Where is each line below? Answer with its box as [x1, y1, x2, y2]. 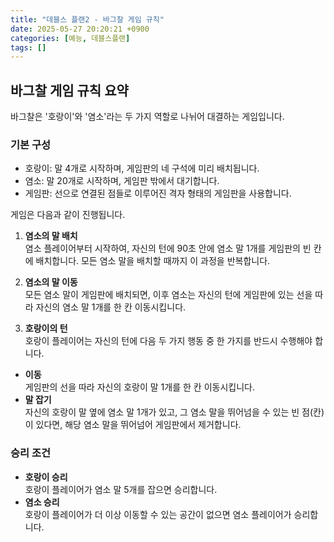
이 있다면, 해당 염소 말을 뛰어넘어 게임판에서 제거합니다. [24, 419, 242, 431]
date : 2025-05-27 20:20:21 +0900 [10, 24, 150, 34]
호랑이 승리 [24, 471, 68, 483]
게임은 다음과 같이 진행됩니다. [10, 209, 126, 221]
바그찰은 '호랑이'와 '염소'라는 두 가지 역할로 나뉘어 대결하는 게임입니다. [10, 111, 285, 123]
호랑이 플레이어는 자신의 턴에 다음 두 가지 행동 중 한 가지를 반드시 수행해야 [24, 335, 313, 347]
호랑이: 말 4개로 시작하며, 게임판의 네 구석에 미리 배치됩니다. [24, 162, 260, 175]
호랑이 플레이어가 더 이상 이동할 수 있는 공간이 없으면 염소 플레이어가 [24, 508, 292, 520]
